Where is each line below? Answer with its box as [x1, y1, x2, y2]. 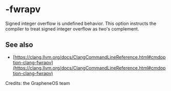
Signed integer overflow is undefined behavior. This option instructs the [5, 20, 157, 26]
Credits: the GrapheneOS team [5, 80, 70, 86]
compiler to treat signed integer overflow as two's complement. [5, 25, 139, 32]
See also [5, 41, 33, 49]
